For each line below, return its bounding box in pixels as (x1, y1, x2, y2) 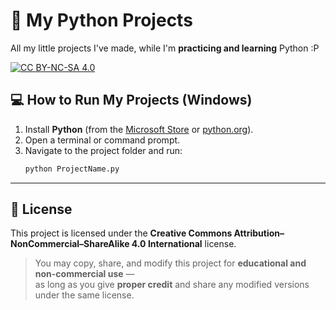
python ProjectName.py (24, 164, 120, 174)
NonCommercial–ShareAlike (10, 238, 130, 250)
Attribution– (233, 227, 285, 239)
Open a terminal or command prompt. (24, 134, 181, 146)
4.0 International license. (131, 238, 237, 250)
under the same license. (34, 289, 135, 301)
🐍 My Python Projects (10, 9, 193, 32)
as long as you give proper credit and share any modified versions (34, 279, 310, 291)
